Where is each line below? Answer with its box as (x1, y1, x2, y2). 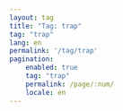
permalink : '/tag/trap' (9, 47, 99, 55)
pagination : (9, 55, 54, 64)
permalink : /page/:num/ (25, 80, 115, 89)
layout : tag (9, 13, 54, 22)
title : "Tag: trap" (9, 21, 83, 30)
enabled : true (25, 64, 78, 73)
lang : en (9, 38, 42, 47)
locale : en (25, 88, 66, 97)
